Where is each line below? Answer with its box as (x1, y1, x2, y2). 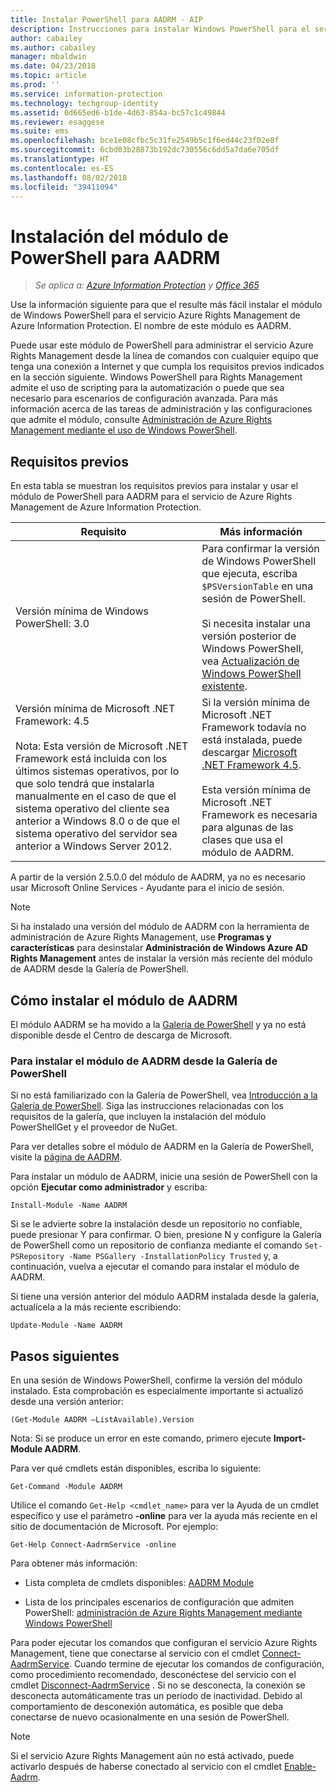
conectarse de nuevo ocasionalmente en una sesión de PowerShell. (10, 1711, 290, 1723)
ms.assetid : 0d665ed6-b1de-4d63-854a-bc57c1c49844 (10, 107, 226, 118)
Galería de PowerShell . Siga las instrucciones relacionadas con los (10, 1100, 284, 1112)
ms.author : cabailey (10, 42, 97, 53)
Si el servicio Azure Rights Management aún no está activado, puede (10, 1750, 295, 1762)
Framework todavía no (201, 721, 307, 735)
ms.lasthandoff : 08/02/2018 (10, 172, 128, 183)
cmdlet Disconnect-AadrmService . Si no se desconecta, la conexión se (10, 1679, 306, 1691)
